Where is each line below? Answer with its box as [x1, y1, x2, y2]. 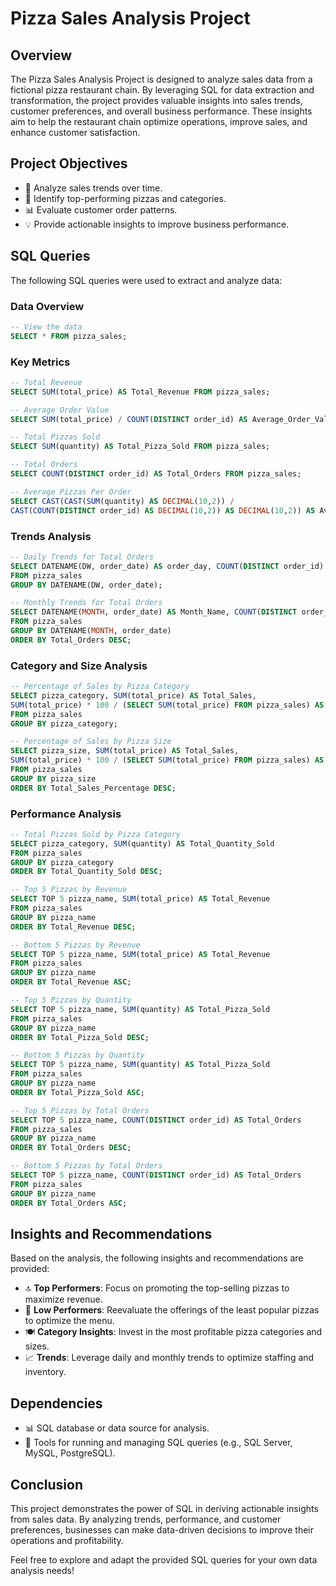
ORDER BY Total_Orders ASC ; [10, 1198, 128, 1208]
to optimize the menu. [24, 1315, 115, 1327]
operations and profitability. [10, 1535, 124, 1547]
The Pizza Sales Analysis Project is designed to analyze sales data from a [10, 73, 313, 85]
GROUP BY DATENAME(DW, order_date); [10, 580, 163, 590]
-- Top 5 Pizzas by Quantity [10, 995, 132, 1006]
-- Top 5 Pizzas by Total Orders [10, 1105, 150, 1116]
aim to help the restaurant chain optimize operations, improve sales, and [10, 116, 308, 127]
